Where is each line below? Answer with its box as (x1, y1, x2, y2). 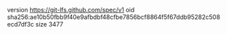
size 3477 (35, 20, 64, 28)
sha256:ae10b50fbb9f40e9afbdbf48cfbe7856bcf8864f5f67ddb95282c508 (7, 13, 221, 21)
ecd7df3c (7, 20, 34, 28)
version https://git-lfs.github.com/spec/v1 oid (7, 6, 135, 14)
